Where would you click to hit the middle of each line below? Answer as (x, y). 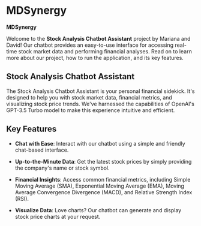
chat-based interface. (42, 150)
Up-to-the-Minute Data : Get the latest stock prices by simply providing (103, 161)
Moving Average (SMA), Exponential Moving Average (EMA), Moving (100, 186)
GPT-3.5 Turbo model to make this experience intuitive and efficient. (91, 110)
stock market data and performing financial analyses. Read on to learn (105, 51)
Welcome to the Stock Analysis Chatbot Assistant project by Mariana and (98, 38)
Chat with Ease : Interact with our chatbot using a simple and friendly (100, 143)
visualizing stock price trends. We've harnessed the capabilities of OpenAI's (100, 104)
